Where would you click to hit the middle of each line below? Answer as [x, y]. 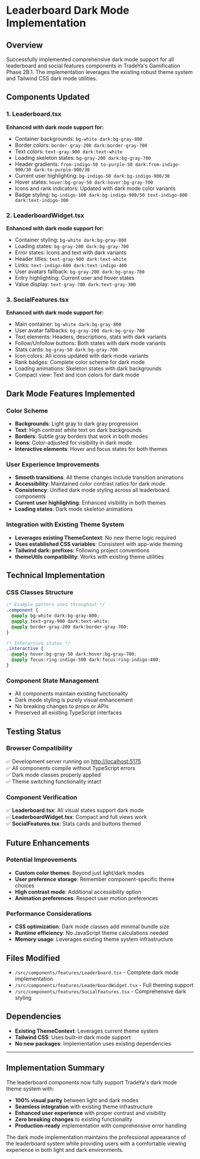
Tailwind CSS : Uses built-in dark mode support [73, 1037]
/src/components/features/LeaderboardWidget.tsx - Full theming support [104, 985]
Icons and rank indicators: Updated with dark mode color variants [95, 188]
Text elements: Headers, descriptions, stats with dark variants [90, 337]
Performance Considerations [49, 913]
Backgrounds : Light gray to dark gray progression [76, 424]
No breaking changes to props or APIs [62, 706]
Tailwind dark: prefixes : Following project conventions [82, 550]
